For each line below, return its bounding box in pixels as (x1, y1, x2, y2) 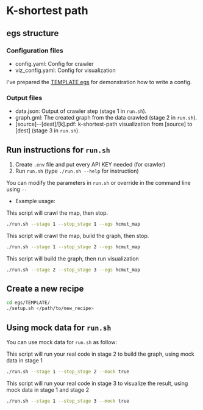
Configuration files (6, 46, 63, 55)
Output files (6, 93, 43, 102)
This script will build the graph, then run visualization (6, 254, 139, 262)
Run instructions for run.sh (6, 145, 110, 155)
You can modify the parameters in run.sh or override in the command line (6, 179, 191, 186)
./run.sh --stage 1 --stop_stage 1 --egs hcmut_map (6, 221, 140, 227)
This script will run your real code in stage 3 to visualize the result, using (6, 379, 188, 387)
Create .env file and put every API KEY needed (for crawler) (15, 160, 166, 168)
